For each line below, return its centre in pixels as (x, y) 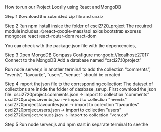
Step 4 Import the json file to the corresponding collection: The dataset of (79, 84)
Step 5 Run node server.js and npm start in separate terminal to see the (77, 124)
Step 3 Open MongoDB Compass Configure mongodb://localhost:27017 (77, 55)
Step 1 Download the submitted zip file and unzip (54, 16)
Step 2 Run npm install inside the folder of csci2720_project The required (79, 26)
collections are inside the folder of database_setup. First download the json (80, 89)
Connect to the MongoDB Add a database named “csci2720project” (73, 60)
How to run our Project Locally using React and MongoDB (63, 7)
